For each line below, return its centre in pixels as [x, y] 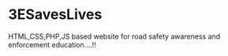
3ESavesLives [55, 15]
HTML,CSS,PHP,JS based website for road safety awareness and [114, 36]
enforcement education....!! [52, 44]
